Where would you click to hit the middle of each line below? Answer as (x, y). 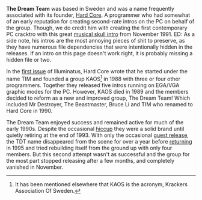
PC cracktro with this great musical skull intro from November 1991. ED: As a (101, 34)
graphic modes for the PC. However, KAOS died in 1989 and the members (97, 91)
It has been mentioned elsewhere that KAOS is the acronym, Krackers (101, 184)
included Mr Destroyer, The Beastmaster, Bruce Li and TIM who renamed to (100, 104)
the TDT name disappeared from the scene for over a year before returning (99, 141)
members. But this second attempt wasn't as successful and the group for (98, 154)
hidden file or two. (29, 60)
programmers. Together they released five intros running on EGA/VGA (93, 85)
